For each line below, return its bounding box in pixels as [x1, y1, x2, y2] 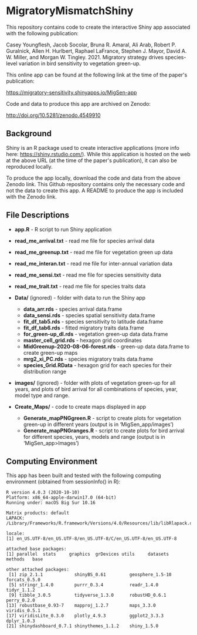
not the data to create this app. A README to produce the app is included [6, 187, 184, 194]
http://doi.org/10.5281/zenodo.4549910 [6, 112, 101, 119]
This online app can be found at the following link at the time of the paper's [6, 71, 188, 78]
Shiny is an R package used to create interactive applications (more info [6, 144, 180, 151]
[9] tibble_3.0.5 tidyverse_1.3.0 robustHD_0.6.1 [8, 592, 167, 599]
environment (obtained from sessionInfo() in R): [6, 478, 121, 485]
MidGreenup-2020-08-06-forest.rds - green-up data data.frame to [23, 342, 189, 350]
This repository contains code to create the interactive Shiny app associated [6, 23, 191, 31]
